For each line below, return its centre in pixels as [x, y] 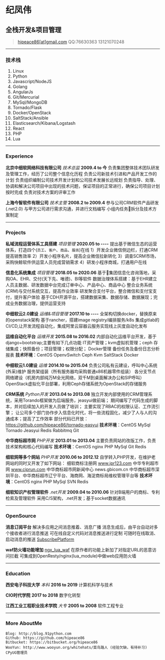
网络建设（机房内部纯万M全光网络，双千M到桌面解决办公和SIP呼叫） [75, 377]
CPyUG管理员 [17, 653]
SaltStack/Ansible [30, 118]
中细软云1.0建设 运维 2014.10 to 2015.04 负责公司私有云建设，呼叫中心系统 [82, 365]
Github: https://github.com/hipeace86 [45, 638]
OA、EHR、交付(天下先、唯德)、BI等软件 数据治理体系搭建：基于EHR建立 [83, 278]
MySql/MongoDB [30, 102]
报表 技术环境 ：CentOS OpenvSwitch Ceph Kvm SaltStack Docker [72, 355]
